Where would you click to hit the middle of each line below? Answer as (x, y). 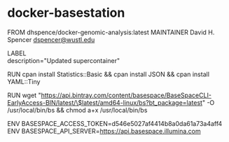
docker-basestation (66, 13)
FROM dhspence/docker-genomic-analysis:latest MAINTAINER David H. (111, 32)
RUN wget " (24, 95)
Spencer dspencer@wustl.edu (51, 39)
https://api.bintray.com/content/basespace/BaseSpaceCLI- (126, 95)
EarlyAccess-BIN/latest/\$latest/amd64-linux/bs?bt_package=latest (105, 102)
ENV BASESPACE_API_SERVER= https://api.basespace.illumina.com (104, 131)
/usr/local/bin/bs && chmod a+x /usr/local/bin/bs (77, 110)
